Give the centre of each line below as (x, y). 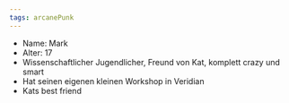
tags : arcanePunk (42, 17)
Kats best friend (52, 90)
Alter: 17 (37, 52)
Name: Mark (45, 43)
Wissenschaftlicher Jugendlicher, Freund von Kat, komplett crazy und (151, 62)
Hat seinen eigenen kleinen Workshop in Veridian (113, 81)
